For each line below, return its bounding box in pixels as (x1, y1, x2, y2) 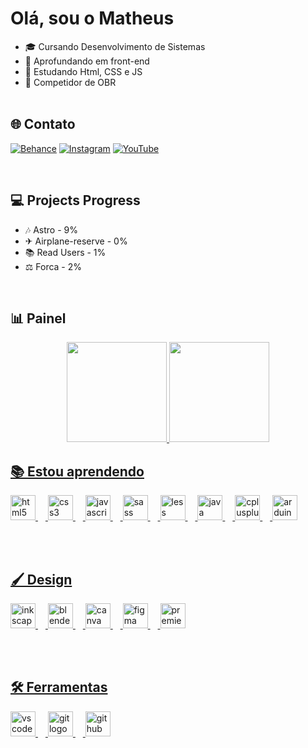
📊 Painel (10, 310, 67, 327)
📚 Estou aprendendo (10, 463, 145, 480)
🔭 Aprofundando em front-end (24, 55, 150, 67)
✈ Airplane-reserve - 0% (24, 235, 128, 247)
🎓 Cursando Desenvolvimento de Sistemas (24, 40, 206, 52)
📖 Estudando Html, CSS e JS (24, 65, 143, 77)
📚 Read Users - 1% (24, 246, 107, 258)
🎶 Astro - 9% (24, 223, 78, 236)
